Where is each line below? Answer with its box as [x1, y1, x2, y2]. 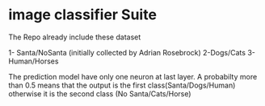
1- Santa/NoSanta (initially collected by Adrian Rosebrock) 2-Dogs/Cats [8, 47, 246, 57]
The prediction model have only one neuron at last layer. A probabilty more [8, 71, 258, 81]
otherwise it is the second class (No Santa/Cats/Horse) [8, 88, 191, 98]
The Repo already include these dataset [8, 32, 141, 42]
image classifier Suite [8, 6, 158, 24]
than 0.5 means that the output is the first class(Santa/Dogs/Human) [8, 80, 236, 90]
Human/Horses [8, 56, 59, 66]
